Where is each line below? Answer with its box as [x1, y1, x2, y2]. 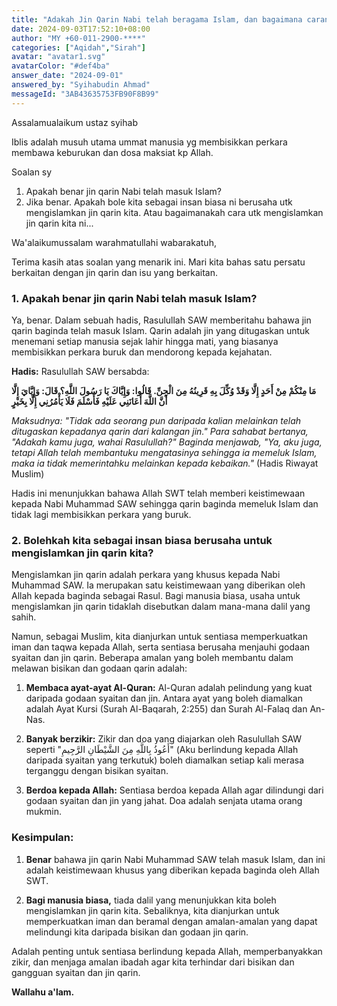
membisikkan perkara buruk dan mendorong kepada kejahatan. [11, 346, 273, 358]
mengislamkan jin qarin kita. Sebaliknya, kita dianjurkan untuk [25, 904, 280, 916]
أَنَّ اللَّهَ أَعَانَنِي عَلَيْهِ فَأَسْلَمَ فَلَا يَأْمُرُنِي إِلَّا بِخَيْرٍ [11, 395, 168, 407]
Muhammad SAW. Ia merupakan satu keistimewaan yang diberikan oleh [11, 579, 306, 591]
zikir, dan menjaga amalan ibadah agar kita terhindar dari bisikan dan [11, 956, 295, 968]
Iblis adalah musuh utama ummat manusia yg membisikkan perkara [11, 136, 288, 148]
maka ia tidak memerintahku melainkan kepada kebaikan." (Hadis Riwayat [11, 457, 319, 469]
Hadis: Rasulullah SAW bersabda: [11, 365, 150, 377]
